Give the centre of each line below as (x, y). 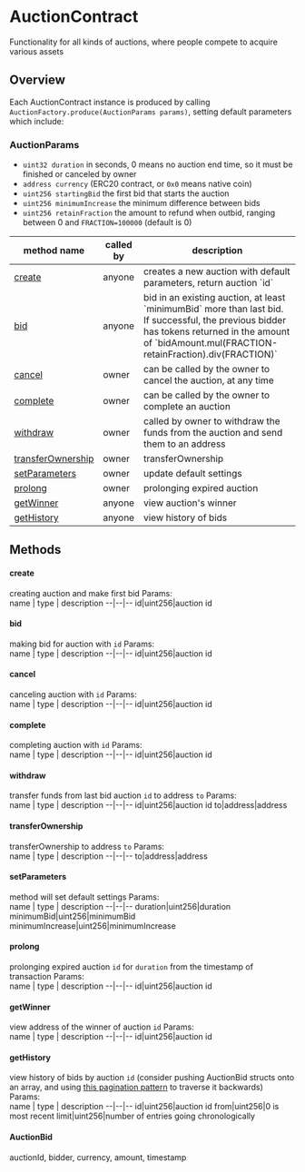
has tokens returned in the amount (217, 331)
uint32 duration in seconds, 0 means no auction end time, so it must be (157, 164)
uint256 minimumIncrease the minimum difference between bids (141, 203)
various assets (37, 51)
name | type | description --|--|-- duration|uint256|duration (120, 906)
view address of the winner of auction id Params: (102, 1027)
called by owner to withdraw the (212, 421)
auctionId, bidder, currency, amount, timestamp (98, 1157)
